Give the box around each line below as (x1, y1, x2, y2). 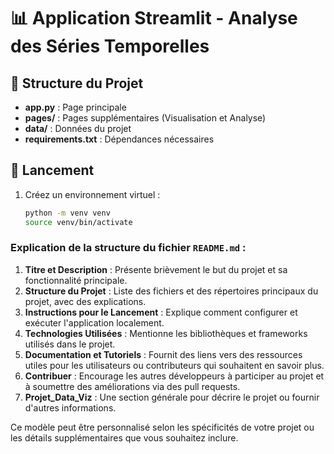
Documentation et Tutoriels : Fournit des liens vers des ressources (24, 348, 303, 360)
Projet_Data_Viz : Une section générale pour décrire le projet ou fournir (24, 391, 320, 403)
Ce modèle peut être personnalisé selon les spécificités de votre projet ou (10, 421, 315, 433)
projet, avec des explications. (24, 295, 147, 307)
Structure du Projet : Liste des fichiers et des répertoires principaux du (24, 285, 319, 297)
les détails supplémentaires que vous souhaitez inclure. (10, 431, 239, 444)
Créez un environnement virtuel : (24, 188, 161, 200)
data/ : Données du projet (24, 123, 132, 134)
